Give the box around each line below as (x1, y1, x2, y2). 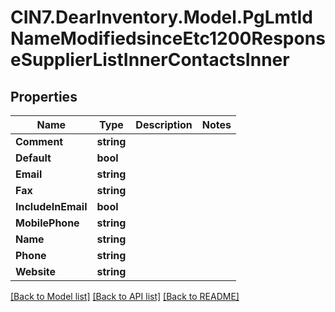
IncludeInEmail (15, 200, 88, 213)
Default (15, 151, 52, 165)
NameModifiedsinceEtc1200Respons (10, 27, 326, 50)
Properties (10, 88, 78, 105)
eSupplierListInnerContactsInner (10, 49, 290, 71)
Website (15, 265, 56, 278)
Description (135, 118, 193, 131)
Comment (15, 135, 64, 148)
